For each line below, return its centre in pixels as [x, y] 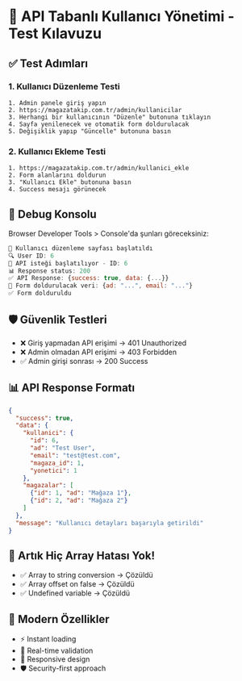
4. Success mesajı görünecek [57, 190]
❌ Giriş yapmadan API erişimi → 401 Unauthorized [103, 343]
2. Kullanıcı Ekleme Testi [57, 151]
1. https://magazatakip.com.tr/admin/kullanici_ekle [99, 169]
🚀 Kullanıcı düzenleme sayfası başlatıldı [81, 248]
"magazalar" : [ [48, 486]
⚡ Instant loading [48, 639]
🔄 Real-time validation [56, 651]
